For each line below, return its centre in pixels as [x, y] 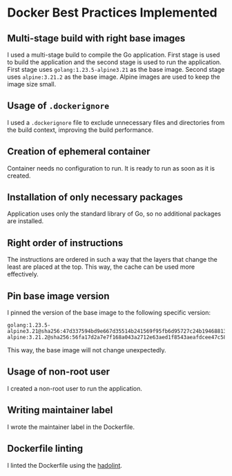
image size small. [32, 84]
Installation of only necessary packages [95, 197]
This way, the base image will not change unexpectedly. [87, 350]
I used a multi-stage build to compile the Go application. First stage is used [114, 55]
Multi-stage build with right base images [96, 38]
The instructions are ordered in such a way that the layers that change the [112, 260]
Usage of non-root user [59, 372]
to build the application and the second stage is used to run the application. [115, 62]
